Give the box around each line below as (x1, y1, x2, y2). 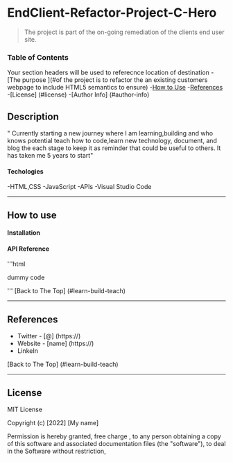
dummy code (7, 273, 45, 282)
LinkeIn (17, 347, 38, 355)
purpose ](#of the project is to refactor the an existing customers (21, 76, 208, 84)
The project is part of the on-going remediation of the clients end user (24, 28, 225, 36)
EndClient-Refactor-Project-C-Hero (7, 5, 217, 21)
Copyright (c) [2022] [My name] (7, 419, 99, 427)
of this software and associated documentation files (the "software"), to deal (7, 440, 227, 448)
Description (7, 110, 59, 122)
